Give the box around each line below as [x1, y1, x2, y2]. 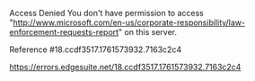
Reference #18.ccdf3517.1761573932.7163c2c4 [9, 44, 182, 55]
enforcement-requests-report [9, 27, 119, 37]
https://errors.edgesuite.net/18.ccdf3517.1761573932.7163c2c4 [9, 62, 242, 72]
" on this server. [118, 27, 178, 37]
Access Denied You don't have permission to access [9, 8, 204, 18]
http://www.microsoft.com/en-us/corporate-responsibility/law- [13, 17, 246, 28]
